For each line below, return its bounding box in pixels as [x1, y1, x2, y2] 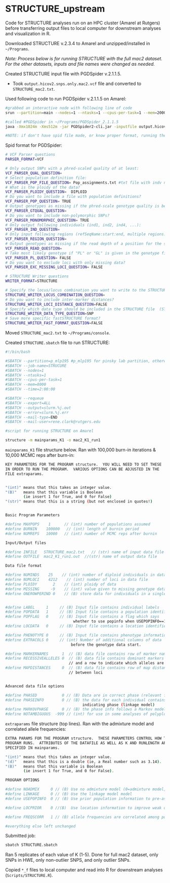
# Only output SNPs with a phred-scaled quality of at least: [5, 166, 139, 171]
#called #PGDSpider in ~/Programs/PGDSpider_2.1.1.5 [5, 119, 119, 124]
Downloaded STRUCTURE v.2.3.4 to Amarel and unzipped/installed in [5, 40, 150, 46]
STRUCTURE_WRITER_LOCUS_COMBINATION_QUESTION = [5, 292, 105, 298]
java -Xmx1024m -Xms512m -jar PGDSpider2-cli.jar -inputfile [5, 124, 137, 129]
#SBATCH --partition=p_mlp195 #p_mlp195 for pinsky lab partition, [5, 358, 151, 363]
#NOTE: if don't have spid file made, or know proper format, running [5, 133, 157, 138]
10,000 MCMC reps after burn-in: [5, 452, 75, 458]
